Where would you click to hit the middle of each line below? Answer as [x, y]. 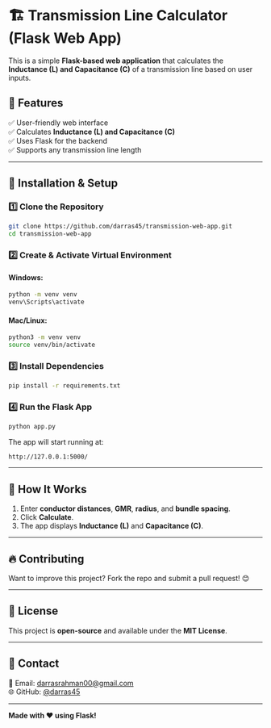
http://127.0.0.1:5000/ [48, 457]
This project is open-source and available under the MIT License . [118, 630]
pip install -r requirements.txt [65, 386]
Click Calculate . [47, 517]
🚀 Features [36, 103]
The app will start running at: [56, 442]
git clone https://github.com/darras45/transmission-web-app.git [120, 227]
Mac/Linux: [28, 320]
